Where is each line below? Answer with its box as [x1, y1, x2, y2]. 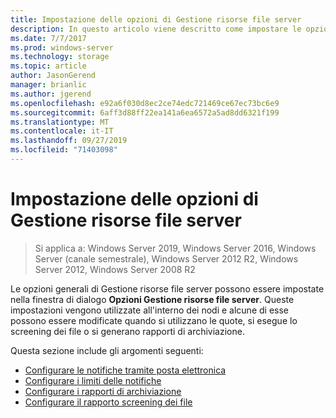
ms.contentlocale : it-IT [10, 126, 114, 136]
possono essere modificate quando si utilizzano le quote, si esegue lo [10, 314, 298, 326]
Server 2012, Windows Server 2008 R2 [34, 263, 196, 275]
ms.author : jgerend [10, 89, 92, 99]
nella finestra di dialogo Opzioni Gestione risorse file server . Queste [10, 293, 295, 305]
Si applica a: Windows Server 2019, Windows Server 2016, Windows [34, 242, 317, 254]
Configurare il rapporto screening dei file [24, 396, 193, 408]
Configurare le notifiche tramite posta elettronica [24, 364, 227, 376]
